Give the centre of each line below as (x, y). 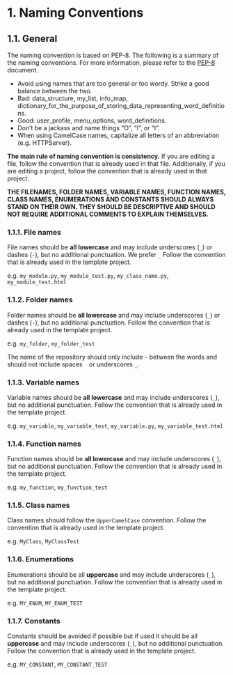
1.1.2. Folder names (40, 300)
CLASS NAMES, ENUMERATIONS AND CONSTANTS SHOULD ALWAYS (111, 199)
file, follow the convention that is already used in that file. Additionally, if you (116, 164)
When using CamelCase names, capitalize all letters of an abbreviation (118, 135)
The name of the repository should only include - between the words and (112, 357)
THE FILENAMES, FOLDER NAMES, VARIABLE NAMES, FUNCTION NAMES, (116, 192)
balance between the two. (55, 91)
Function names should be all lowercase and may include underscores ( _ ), (114, 459)
